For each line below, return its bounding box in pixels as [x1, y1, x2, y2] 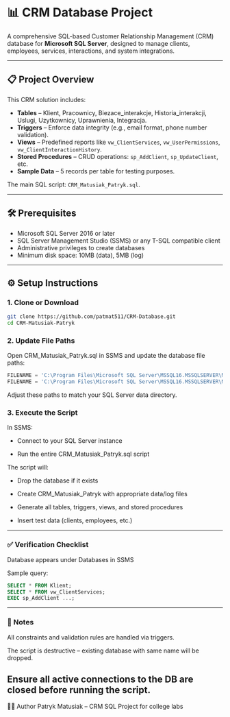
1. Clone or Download [7, 297, 79, 307]
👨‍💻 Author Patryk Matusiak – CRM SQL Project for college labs [7, 703, 183, 711]
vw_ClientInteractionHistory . [16, 145, 103, 154]
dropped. [7, 653, 33, 661]
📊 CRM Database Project [7, 5, 153, 21]
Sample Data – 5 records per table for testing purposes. [16, 167, 175, 175]
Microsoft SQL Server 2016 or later [16, 229, 115, 237]
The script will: [7, 463, 49, 472]
